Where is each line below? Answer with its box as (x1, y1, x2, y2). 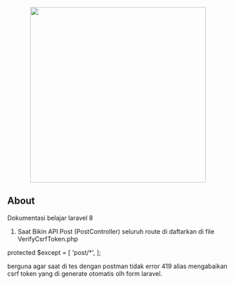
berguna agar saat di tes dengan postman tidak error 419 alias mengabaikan (7, 262, 228, 270)
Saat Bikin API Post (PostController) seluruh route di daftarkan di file (17, 227, 214, 235)
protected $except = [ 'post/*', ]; (7, 248, 101, 256)
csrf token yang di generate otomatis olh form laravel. (7, 269, 163, 277)
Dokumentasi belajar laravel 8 (7, 213, 93, 222)
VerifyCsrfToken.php (17, 234, 79, 243)
